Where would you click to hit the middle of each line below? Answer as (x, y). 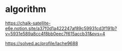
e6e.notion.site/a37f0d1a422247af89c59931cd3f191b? (61, 28)
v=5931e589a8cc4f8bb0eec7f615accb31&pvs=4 (55, 33)
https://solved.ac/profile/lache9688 (42, 43)
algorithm (26, 9)
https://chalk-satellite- (28, 23)
